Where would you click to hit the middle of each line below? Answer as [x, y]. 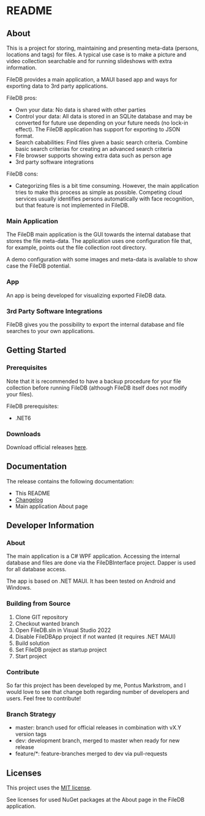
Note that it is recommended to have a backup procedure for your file [94, 381]
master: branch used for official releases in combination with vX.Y [98, 728]
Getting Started [36, 350]
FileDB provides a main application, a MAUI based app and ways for [92, 79]
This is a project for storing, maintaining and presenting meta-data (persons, [102, 48]
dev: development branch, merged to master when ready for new [97, 741]
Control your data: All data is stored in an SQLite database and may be [104, 116]
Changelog [29, 499]
